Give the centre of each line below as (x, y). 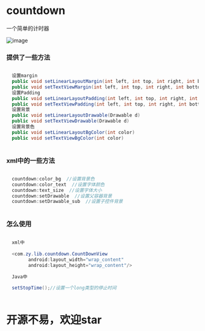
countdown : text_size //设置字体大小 (57, 190)
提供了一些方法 (28, 57)
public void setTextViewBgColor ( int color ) (68, 138)
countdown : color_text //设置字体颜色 (58, 184)
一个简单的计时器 (28, 28)
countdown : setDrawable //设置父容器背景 (62, 196)
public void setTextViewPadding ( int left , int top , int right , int (99, 104)
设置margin (25, 76)
